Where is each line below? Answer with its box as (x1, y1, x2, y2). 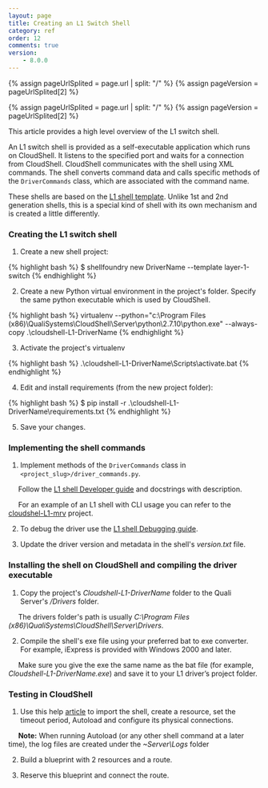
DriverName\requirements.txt (8, 406, 105, 417)
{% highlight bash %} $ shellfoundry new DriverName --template (8, 262, 222, 273)
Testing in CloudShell (8, 689, 94, 700)
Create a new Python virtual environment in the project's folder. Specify (19, 286, 256, 297)
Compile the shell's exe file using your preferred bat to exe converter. (19, 636, 249, 645)
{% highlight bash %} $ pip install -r (8, 398, 126, 408)
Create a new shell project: (19, 247, 109, 257)
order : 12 (8, 34, 42, 42)
